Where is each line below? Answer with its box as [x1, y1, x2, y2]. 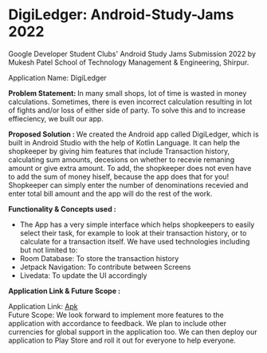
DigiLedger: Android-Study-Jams [8, 6, 234, 24]
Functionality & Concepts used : [8, 204, 117, 213]
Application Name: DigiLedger [8, 73, 108, 82]
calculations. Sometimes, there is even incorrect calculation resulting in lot [8, 97, 253, 106]
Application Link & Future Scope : [8, 286, 121, 295]
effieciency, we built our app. [8, 113, 104, 123]
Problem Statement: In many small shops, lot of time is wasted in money [8, 88, 247, 97]
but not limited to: [19, 245, 78, 255]
